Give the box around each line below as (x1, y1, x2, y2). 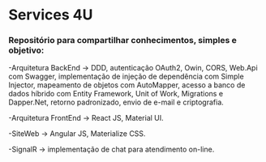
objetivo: (8, 45, 45, 56)
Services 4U (8, 6, 93, 24)
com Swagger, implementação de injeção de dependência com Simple (8, 71, 245, 82)
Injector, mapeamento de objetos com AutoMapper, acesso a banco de (8, 80, 246, 90)
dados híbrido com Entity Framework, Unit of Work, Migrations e (8, 89, 224, 99)
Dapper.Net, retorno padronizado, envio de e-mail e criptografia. (8, 97, 225, 107)
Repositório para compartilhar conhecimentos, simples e (8, 35, 237, 46)
